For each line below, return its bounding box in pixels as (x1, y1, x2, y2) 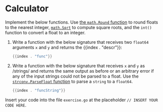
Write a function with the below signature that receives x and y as (12, 62, 145, 69)
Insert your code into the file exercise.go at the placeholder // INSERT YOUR (5, 97, 158, 103)
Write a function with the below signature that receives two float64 (12, 39, 149, 45)
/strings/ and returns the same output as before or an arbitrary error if (12, 68, 154, 74)
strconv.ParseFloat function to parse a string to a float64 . (12, 78, 133, 84)
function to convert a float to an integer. (5, 29, 86, 35)
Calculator (5, 3, 49, 14)
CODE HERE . (5, 102, 27, 108)
